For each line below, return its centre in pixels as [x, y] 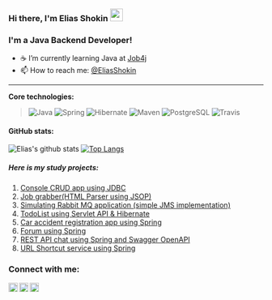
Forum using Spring [53, 231]
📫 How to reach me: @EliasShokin [78, 71]
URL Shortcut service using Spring [78, 248]
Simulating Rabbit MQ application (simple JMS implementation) [125, 205]
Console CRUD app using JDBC [73, 188]
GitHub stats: [31, 131]
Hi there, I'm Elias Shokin [58, 18]
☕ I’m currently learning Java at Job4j [83, 58]
